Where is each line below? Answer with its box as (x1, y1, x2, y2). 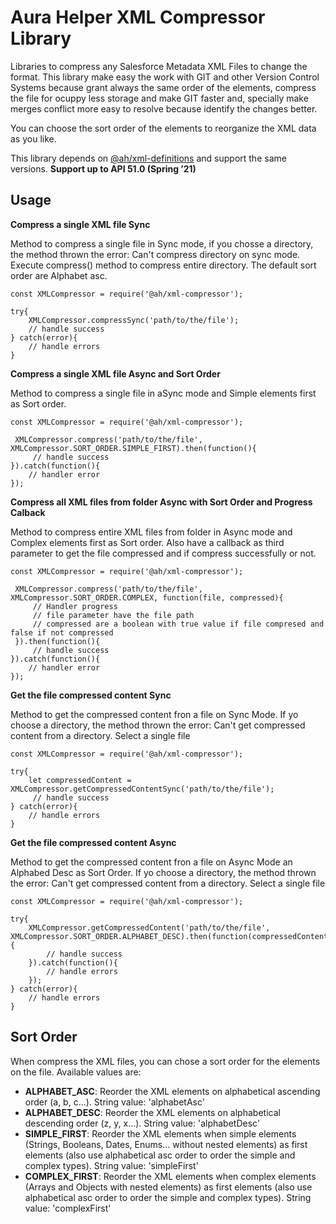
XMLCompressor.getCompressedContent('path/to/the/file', (28, 922, 271, 933)
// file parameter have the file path (32, 610, 195, 620)
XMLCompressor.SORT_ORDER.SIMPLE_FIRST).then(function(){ (10, 443, 257, 453)
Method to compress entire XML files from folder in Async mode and (10, 526, 293, 538)
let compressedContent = (28, 775, 132, 785)
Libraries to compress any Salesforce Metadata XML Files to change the (10, 60, 308, 72)
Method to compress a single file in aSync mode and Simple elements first (10, 387, 317, 399)
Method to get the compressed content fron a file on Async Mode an (10, 856, 293, 868)
